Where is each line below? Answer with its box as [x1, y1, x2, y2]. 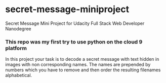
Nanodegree [5, 25, 31, 31]
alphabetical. [5, 72, 32, 78]
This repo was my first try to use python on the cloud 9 [5, 38, 143, 45]
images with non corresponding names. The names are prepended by [5, 62, 151, 68]
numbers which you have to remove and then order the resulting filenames [5, 67, 161, 73]
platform [5, 45, 27, 52]
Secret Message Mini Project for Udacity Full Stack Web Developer [5, 20, 145, 26]
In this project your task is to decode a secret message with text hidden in [5, 56, 159, 62]
